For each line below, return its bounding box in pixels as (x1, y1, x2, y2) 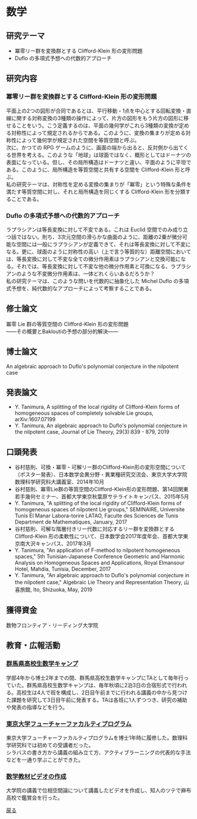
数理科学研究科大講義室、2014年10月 (14, 478, 105, 485)
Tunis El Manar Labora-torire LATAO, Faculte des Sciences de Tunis (14, 512, 178, 520)
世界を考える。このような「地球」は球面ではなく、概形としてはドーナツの (11, 151, 191, 158)
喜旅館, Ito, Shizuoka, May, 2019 (14, 586, 93, 593)
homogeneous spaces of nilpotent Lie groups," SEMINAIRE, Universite (14, 506, 185, 513)
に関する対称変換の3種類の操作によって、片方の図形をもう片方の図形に (11, 114, 184, 121)
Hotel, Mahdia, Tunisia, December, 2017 (14, 565, 111, 572)
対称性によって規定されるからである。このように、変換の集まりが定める (11, 129, 186, 136)
